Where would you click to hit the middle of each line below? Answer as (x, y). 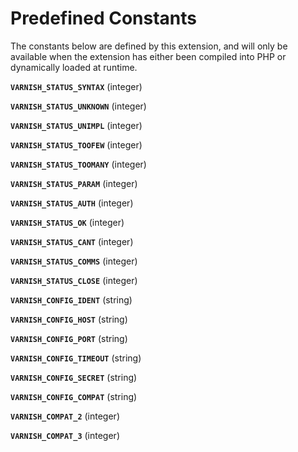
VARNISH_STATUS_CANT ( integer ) (72, 241)
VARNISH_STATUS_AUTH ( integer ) (72, 203)
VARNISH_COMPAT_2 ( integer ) (65, 416)
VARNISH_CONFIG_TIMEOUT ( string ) (76, 358)
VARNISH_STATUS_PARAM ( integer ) (74, 183)
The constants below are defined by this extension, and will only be (149, 46)
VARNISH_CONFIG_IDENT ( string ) (71, 299)
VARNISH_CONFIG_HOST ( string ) (69, 319)
